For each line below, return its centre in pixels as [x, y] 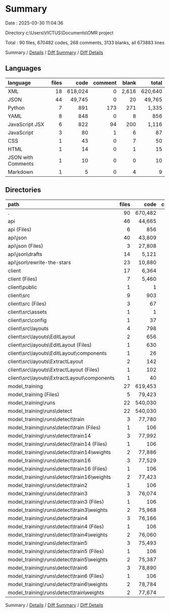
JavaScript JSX [26, 124]
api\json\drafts [25, 254]
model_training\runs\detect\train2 [48, 485]
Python [16, 108]
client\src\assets [27, 312]
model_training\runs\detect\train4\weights [58, 535]
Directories [23, 190]
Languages [23, 68]
